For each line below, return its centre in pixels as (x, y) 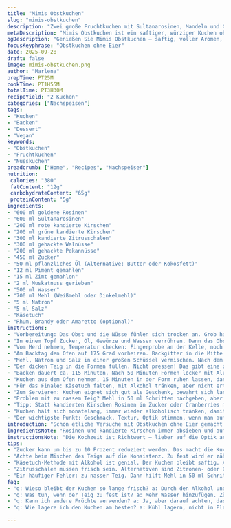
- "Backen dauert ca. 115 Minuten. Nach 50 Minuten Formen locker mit (110, 373)
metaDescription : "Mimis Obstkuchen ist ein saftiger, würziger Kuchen (112, 33)
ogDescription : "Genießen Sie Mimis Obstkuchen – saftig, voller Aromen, (115, 39)
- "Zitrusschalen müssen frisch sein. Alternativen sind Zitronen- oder (113, 469)
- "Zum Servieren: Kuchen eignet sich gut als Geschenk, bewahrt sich (110, 392)
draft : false (26, 59)
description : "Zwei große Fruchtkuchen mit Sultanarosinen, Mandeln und (113, 26)
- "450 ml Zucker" (33, 257)
